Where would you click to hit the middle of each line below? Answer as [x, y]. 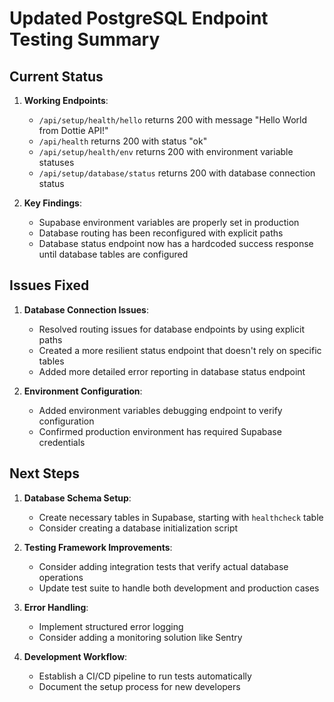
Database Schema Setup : [77, 498]
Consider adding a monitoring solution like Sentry [140, 637]
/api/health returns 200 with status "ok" [123, 141]
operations [61, 577]
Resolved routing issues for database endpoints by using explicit [172, 329]
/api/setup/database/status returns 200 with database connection [177, 173]
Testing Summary [85, 39]
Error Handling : [56, 607]
